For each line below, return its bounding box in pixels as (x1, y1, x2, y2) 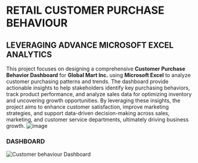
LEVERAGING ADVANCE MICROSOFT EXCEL (6, 40, 174, 50)
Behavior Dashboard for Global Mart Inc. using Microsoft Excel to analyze (6, 72, 191, 78)
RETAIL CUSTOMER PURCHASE (6, 4, 165, 17)
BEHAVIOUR (6, 16, 68, 30)
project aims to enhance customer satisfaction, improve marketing (6, 103, 169, 110)
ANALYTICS (6, 49, 52, 60)
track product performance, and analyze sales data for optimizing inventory (6, 91, 192, 97)
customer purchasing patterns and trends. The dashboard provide (6, 78, 169, 85)
